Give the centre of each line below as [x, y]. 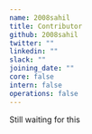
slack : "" [28, 60]
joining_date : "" [42, 69]
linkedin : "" [34, 52]
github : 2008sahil [44, 34]
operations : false [44, 93]
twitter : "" [32, 43]
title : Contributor [46, 26]
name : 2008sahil [40, 18]
